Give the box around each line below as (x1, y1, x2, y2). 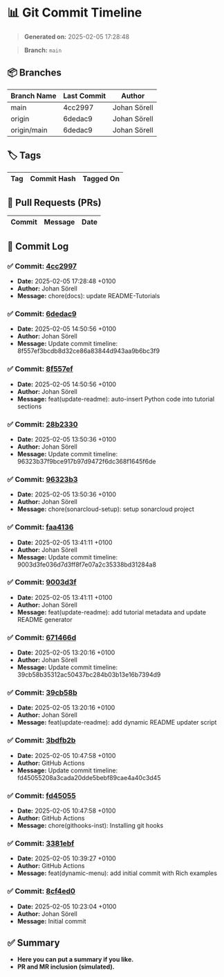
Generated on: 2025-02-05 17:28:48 (24, 32, 130, 41)
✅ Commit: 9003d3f (7, 578, 77, 587)
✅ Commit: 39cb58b (7, 688, 77, 698)
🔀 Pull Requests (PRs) (7, 196, 102, 208)
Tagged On (82, 173, 120, 183)
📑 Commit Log (7, 240, 69, 252)
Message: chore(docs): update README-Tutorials (17, 292, 160, 300)
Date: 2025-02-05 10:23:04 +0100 (17, 902, 117, 910)
